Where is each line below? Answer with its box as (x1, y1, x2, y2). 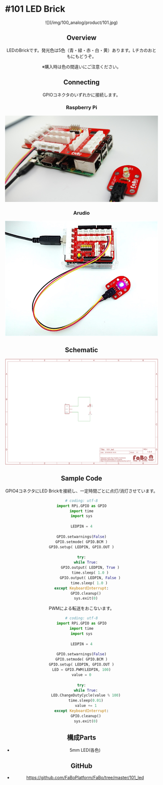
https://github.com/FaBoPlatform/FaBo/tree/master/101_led (26, 775, 144, 781)
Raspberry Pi (65, 104, 98, 111)
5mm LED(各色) (69, 747, 101, 753)
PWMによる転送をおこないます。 (49, 605, 114, 611)
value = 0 (71, 672, 92, 677)
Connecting (63, 78, 100, 86)
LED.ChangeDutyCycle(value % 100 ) (50, 693, 121, 698)
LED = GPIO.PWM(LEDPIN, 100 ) (52, 667, 111, 672)
